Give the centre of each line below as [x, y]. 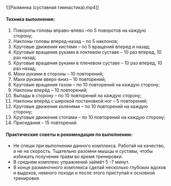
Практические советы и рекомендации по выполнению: [69, 134]
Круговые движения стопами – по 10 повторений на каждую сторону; [89, 118]
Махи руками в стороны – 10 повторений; [58, 74]
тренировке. [27, 178]
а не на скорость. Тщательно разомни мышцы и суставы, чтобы [83, 151]
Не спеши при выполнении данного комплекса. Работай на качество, [89, 146]
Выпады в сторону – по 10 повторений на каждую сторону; [77, 96]
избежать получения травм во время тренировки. [68, 157]
